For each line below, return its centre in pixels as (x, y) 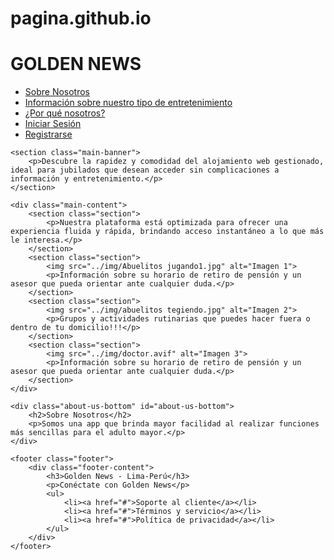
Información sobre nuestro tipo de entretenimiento (128, 103)
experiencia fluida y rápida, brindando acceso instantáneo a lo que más (167, 232)
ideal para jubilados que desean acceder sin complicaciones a (145, 170)
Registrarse (48, 134)
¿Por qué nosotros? (65, 113)
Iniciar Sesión (53, 124)
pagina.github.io (81, 18)
